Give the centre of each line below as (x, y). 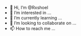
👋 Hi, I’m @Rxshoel (29, 8)
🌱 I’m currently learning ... (36, 18)
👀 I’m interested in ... (30, 13)
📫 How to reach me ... (32, 28)
